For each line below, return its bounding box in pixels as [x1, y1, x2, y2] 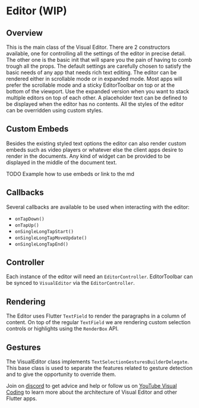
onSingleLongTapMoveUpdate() [14, 235, 87, 241]
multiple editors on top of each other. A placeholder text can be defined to [6, 94, 188, 101]
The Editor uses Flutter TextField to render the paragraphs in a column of [6, 312, 186, 319]
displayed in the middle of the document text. [6, 159, 117, 166]
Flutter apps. [6, 395, 37, 402]
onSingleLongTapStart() [14, 228, 74, 234]
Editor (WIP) [6, 4, 67, 18]
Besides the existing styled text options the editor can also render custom [6, 140, 187, 147]
